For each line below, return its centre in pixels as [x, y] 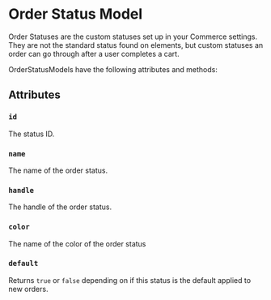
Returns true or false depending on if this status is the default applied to [130, 280]
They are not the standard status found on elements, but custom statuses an [136, 45]
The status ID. [32, 134]
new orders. [28, 289]
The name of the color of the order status [77, 243]
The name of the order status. [58, 170]
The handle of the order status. [60, 207]
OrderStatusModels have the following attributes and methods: [113, 69]
